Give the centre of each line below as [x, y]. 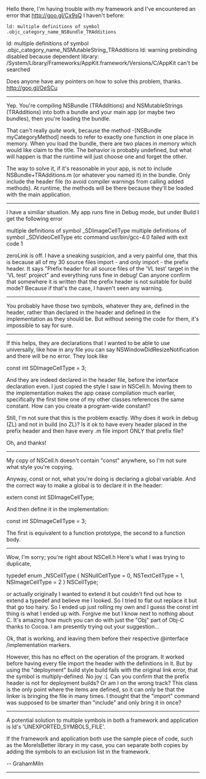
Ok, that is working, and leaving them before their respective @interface [97, 638]
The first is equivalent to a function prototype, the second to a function [96, 533]
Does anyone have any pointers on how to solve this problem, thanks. [94, 81]
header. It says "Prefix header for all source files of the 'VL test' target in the [103, 269]
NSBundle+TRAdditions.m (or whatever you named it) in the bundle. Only [98, 175]
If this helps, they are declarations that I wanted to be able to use [88, 343]
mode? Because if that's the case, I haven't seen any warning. [85, 288]
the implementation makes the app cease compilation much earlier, [91, 393]
